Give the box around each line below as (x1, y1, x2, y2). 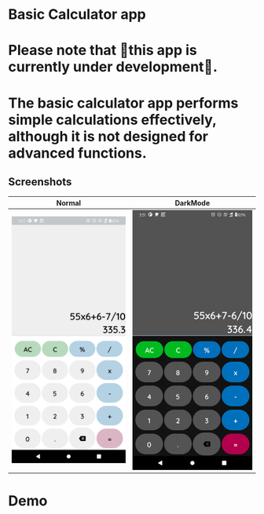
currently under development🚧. (8, 58, 218, 76)
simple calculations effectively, (8, 111, 217, 129)
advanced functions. (8, 144, 147, 162)
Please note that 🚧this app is (8, 42, 198, 60)
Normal (56, 198, 81, 207)
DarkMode (174, 198, 211, 207)
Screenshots (8, 175, 72, 188)
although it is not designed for (8, 127, 209, 145)
